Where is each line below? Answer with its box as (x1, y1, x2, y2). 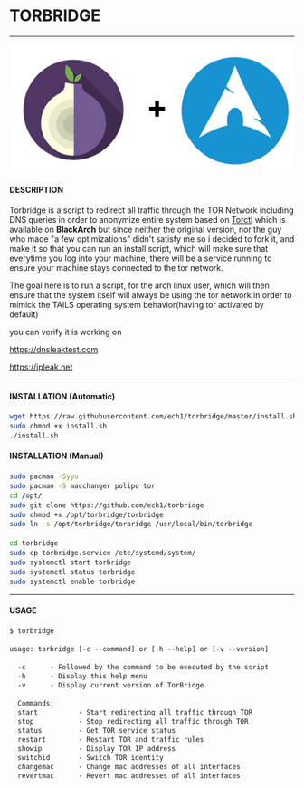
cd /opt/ (9, 491, 43, 500)
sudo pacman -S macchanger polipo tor (9, 481, 156, 490)
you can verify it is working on (9, 327, 122, 338)
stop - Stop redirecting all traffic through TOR (17, 716, 249, 726)
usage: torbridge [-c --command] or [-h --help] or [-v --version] (9, 644, 270, 653)
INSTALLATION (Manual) (9, 450, 104, 462)
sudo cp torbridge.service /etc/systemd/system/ (9, 549, 196, 558)
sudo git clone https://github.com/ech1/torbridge (9, 500, 204, 510)
